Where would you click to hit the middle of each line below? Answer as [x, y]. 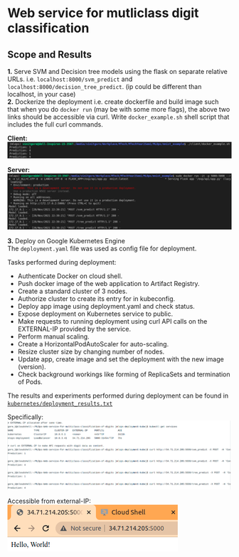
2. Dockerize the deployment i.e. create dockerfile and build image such [113, 102]
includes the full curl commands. [55, 124]
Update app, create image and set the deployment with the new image [121, 359]
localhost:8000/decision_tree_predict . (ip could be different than [105, 86]
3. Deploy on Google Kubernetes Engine [67, 241]
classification [48, 28]
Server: [19, 170]
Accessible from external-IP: [49, 501]
